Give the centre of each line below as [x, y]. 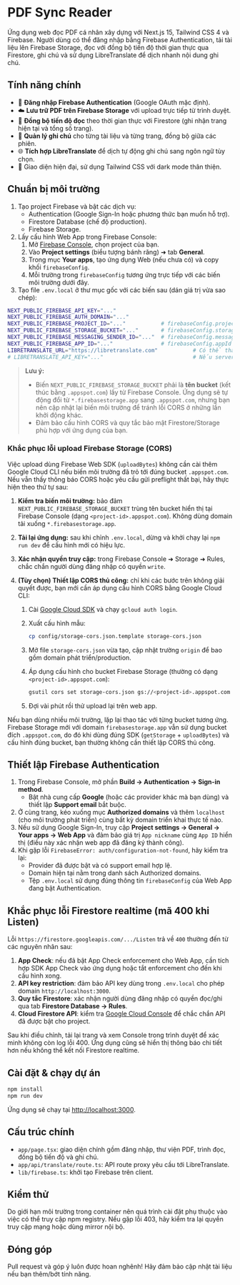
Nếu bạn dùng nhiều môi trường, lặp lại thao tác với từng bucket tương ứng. [118, 720]
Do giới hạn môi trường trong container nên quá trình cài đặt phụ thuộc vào [117, 1211]
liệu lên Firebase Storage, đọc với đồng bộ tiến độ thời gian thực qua [108, 47]
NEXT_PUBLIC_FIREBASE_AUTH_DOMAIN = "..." [69, 317]
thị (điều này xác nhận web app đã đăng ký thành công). [101, 843]
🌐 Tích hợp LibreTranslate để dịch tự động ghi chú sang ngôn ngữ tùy [121, 151]
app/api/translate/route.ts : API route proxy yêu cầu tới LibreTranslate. [124, 1164]
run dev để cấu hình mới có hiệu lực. [71, 545]
